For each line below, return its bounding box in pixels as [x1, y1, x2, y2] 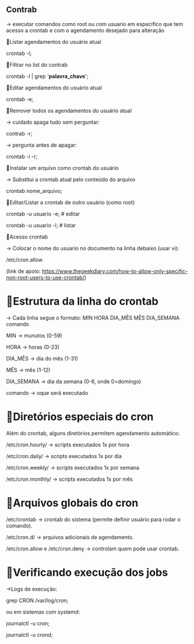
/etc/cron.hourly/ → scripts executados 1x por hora [6, 441, 130, 448]
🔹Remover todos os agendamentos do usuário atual [6, 107, 132, 114]
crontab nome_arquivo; [6, 187, 63, 194]
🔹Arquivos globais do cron [6, 496, 139, 510]
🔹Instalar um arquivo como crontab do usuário [6, 164, 119, 171]
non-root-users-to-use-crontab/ [6, 273, 85, 281]
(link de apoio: [6, 268, 41, 275]
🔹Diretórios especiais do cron [6, 410, 154, 423]
